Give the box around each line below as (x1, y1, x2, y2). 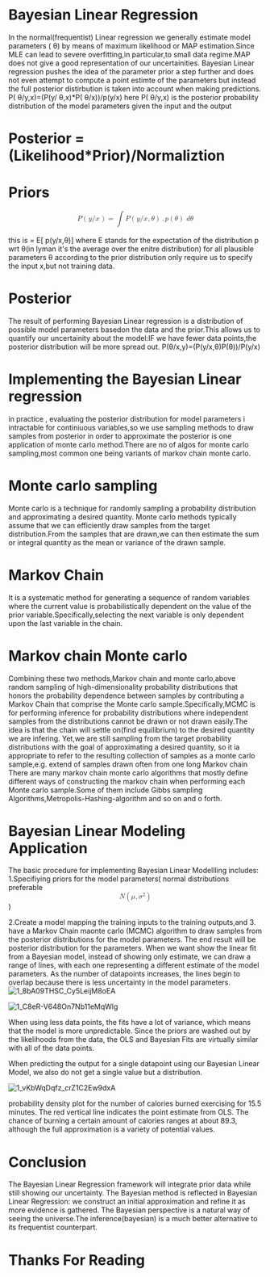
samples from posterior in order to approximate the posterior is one (8, 431, 232, 441)
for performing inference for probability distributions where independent (8, 708, 248, 717)
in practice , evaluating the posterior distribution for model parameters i (8, 414, 246, 423)
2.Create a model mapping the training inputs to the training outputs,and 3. (8, 918, 256, 927)
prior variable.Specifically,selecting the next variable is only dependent (8, 610, 244, 620)
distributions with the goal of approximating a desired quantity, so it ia (8, 741, 240, 752)
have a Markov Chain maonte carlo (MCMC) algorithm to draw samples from (8, 926, 262, 936)
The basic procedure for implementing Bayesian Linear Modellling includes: (8, 866, 260, 876)
